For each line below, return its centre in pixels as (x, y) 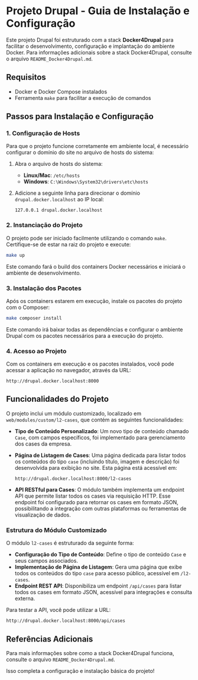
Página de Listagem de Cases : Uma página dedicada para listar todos (100, 455)
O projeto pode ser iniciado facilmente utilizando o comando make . (86, 238)
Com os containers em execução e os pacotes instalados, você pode (90, 364)
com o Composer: (28, 307)
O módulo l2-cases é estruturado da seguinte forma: (70, 543)
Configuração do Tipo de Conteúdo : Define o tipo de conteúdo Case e (100, 555)
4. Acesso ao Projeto (36, 351)
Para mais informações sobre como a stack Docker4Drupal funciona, (90, 653)
